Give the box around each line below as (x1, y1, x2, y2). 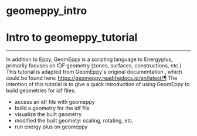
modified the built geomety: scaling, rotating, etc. (14, 117, 134, 124)
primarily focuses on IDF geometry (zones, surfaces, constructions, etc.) (6, 62, 182, 69)
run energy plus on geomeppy (14, 123, 88, 130)
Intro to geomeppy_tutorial (6, 31, 138, 45)
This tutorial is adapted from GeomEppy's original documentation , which (6, 69, 183, 76)
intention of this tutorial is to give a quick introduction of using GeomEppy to (6, 81, 190, 88)
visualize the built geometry (14, 111, 82, 118)
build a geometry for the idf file (14, 104, 90, 112)
